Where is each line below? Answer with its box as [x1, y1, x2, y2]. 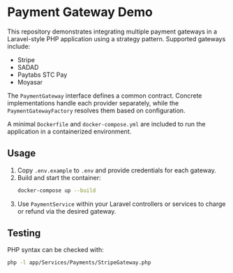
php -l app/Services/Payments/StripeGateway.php [7, 259, 151, 266]
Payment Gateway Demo [7, 4, 153, 20]
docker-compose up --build [17, 186, 96, 194]
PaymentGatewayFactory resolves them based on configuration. [7, 106, 186, 115]
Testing [7, 228, 41, 239]
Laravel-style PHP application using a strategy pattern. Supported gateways [7, 34, 226, 43]
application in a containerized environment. [7, 127, 132, 135]
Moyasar [17, 78, 43, 86]
